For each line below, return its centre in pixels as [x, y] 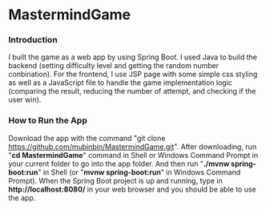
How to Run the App [48, 120]
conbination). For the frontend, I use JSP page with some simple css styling [133, 75]
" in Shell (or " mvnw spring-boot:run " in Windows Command [139, 172]
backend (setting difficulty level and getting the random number [114, 66]
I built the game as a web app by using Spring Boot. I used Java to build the [133, 57]
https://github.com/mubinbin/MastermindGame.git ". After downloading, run [133, 147]
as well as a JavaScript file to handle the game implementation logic [120, 83]
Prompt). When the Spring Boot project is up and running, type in [115, 180]
